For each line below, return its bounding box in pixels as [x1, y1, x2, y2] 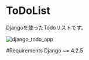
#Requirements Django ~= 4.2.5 [6, 47, 84, 54]
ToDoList [6, 4, 51, 17]
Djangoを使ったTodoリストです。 [6, 24, 87, 31]
